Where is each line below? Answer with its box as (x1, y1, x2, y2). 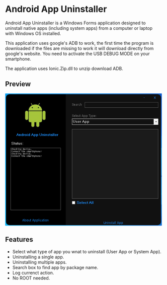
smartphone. (5, 56, 31, 62)
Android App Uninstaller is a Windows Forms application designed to (5, 20, 146, 26)
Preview (5, 80, 31, 88)
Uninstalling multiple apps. (12, 259, 67, 265)
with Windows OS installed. (5, 30, 61, 36)
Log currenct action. (12, 270, 54, 276)
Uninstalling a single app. (12, 254, 64, 260)
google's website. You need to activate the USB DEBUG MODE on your (5, 51, 150, 57)
